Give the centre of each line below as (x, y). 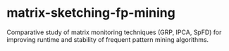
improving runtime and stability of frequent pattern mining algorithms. (108, 39)
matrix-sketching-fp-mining (91, 13)
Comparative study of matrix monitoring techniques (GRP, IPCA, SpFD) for (114, 32)
